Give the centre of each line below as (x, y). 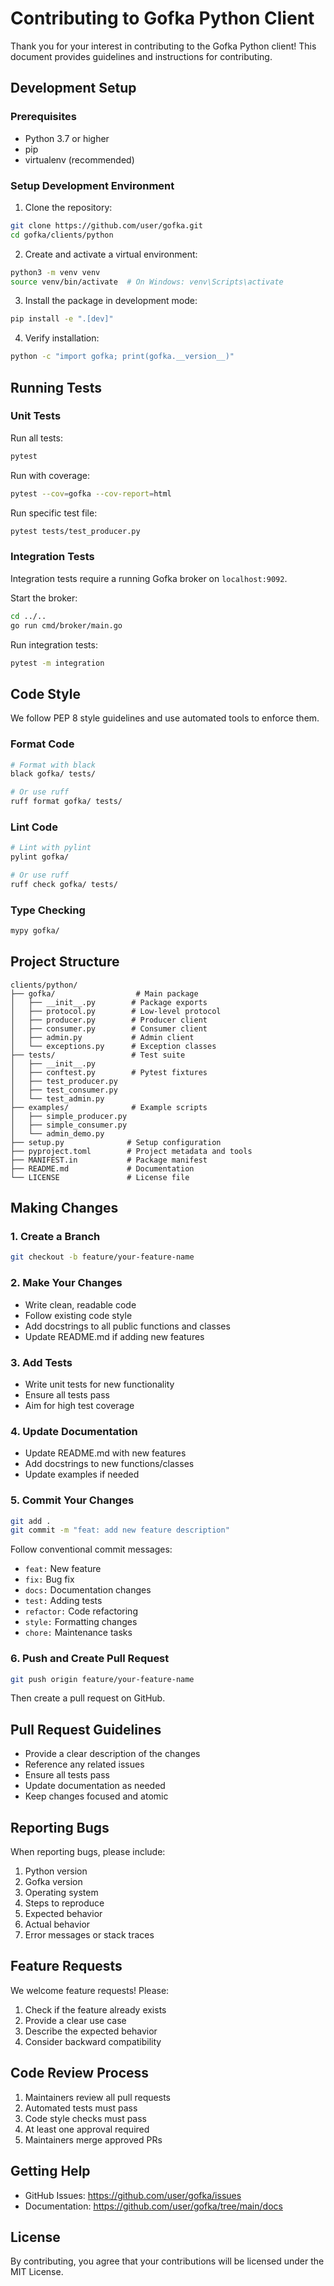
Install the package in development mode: (111, 301)
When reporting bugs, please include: (88, 1852)
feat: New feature (63, 1569)
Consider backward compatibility (93, 2041)
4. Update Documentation (74, 1431)
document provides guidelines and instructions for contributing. (141, 56)
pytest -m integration (57, 663)
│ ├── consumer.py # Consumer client (109, 1028)
